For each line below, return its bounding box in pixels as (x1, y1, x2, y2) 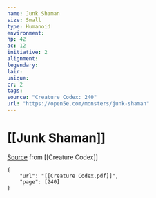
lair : (7, 68, 23, 75)
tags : (7, 87, 23, 94)
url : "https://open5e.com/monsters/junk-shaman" (7, 100, 150, 107)
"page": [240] (19, 178, 60, 186)
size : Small (7, 17, 41, 24)
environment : (7, 29, 45, 37)
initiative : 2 (7, 49, 48, 56)
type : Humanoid (7, 23, 51, 30)
